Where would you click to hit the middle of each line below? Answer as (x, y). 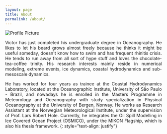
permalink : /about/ (25, 19)
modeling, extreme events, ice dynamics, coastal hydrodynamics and (78, 69)
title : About (19, 14)
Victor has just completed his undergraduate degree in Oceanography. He (83, 43)
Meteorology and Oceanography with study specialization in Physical (83, 100)
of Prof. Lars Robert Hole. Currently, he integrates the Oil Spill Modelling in (83, 116)
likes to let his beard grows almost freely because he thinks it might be (83, 48)
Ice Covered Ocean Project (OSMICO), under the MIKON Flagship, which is (83, 121)
